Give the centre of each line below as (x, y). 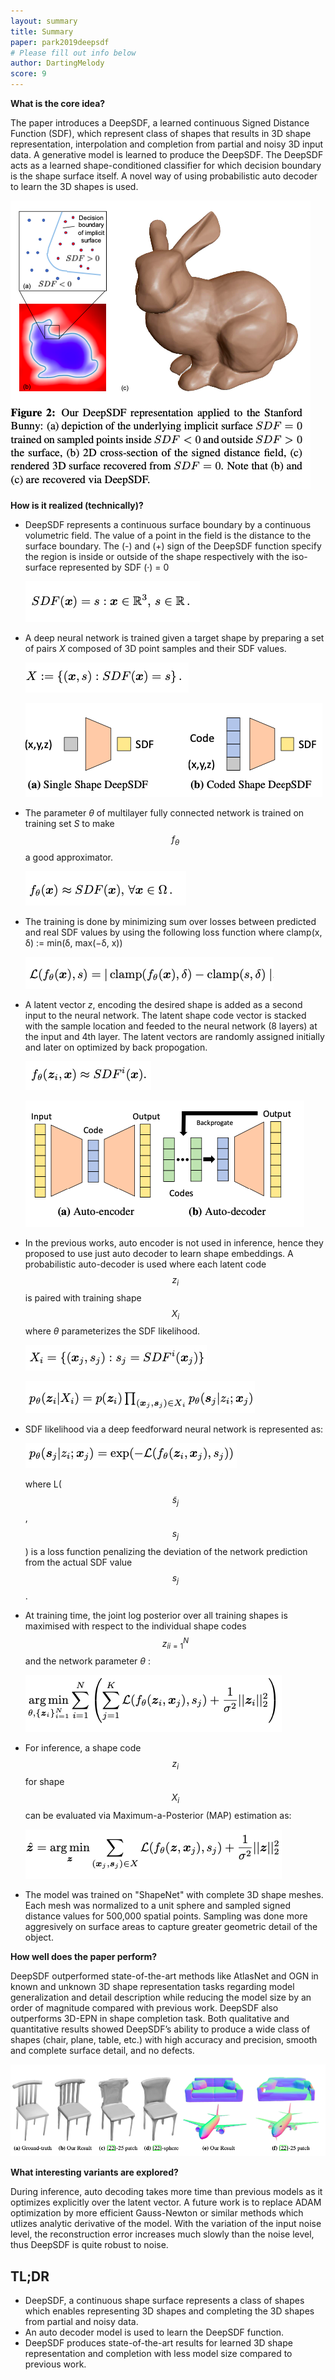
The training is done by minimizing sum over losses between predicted (170, 921)
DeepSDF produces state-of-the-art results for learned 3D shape (158, 2343)
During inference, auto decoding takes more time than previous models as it (166, 2192)
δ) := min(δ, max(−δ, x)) (73, 942)
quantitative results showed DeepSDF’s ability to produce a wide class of (160, 2029)
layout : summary (44, 21)
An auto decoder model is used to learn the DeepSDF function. (154, 2332)
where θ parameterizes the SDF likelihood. (112, 1331)
